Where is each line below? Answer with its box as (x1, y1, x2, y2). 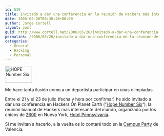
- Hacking (9, 48, 29, 53)
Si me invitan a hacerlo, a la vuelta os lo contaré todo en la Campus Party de (5, 121, 159, 127)
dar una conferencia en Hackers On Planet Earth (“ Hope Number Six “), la (5, 101, 152, 107)
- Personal (9, 52, 32, 58)
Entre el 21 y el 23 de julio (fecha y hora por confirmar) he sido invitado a (5, 96, 151, 102)
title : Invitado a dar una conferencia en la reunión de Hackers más (5, 12, 150, 17)
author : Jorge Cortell (5, 20, 51, 26)
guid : (5, 30, 16, 35)
